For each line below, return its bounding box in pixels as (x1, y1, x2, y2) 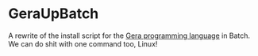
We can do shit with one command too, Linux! (8, 39, 158, 48)
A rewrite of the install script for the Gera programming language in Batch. (8, 31, 251, 40)
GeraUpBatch (8, 5, 99, 23)
